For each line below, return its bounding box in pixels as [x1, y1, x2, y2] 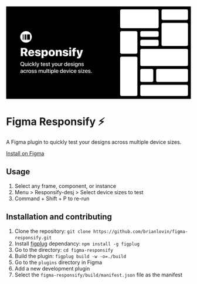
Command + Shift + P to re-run [14, 195, 90, 202]
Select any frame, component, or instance [14, 182, 116, 190]
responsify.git [14, 235, 52, 241]
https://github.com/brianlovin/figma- [93, 228, 188, 235]
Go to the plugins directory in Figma [14, 259, 103, 266]
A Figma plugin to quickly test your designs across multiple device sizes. [6, 138, 182, 146]
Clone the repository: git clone [14, 227, 91, 235]
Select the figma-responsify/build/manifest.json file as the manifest [14, 271, 183, 278]
